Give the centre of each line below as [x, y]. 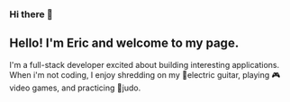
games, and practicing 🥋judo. [86, 88]
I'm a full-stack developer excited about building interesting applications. [145, 64]
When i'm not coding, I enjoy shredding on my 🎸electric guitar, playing [140, 74]
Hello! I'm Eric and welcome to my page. [124, 43]
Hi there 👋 [32, 14]
